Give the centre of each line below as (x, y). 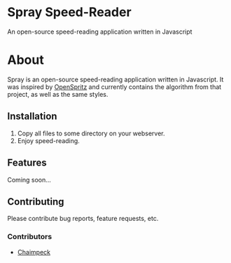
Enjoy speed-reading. (49, 140)
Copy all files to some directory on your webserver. (91, 133)
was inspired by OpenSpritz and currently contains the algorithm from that (114, 87)
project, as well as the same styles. (58, 94)
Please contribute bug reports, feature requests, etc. (83, 219)
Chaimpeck (34, 252)
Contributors (30, 237)
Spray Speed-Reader (69, 12)
